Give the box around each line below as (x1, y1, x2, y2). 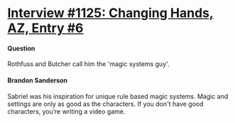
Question (7, 44, 35, 53)
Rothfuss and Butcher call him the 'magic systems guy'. (7, 60, 170, 68)
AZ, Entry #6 (7, 20, 84, 36)
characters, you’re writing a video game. (7, 107, 126, 115)
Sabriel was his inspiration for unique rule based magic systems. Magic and (7, 92, 229, 100)
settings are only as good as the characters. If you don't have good (7, 100, 204, 108)
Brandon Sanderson (7, 76, 68, 85)
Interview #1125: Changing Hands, (7, 5, 214, 21)
